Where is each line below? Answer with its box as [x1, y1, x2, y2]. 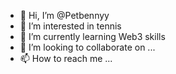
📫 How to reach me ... [19, 53, 113, 64]
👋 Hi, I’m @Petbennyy [19, 10, 110, 21]
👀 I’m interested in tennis [19, 20, 122, 32]
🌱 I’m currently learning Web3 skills [19, 31, 166, 42]
